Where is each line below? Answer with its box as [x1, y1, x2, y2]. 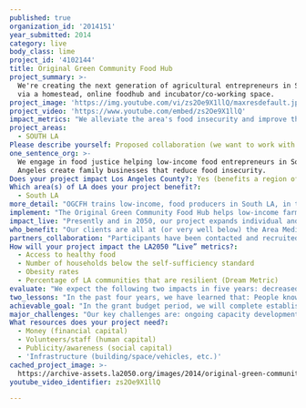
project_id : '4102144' [9, 56, 96, 65]
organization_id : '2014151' [9, 22, 117, 31]
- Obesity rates [17, 268, 79, 277]
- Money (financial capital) [17, 327, 128, 336]
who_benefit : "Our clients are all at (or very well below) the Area [9, 225, 280, 234]
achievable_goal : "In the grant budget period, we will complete [9, 301, 262, 311]
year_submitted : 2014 [9, 30, 92, 39]
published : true [9, 13, 71, 23]
